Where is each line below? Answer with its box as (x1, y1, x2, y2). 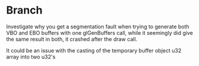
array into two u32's (6, 53, 55, 60)
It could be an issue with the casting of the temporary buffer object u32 (6, 47, 182, 54)
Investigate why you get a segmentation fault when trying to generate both (6, 23, 189, 30)
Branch (6, 4, 43, 17)
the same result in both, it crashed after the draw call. (6, 35, 138, 42)
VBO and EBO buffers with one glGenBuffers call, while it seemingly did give (6, 29, 194, 36)
